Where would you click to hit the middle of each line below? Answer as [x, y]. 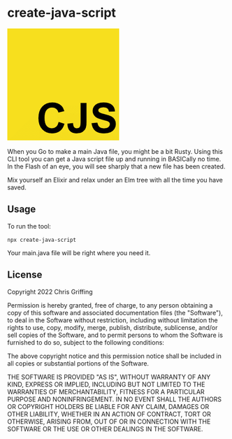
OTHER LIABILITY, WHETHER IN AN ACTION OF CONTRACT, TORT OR [109, 414]
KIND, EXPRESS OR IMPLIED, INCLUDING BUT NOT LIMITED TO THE [106, 384]
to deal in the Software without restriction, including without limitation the [113, 320]
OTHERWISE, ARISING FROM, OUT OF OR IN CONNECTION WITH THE [109, 422]
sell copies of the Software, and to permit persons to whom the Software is [115, 335]
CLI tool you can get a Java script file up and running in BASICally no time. [114, 159]
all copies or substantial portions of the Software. [78, 363]
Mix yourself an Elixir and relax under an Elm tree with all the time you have [115, 180]
